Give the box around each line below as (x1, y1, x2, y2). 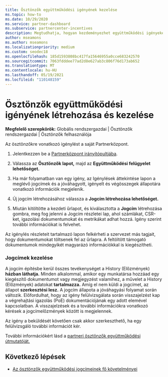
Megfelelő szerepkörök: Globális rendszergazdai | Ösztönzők (5, 126, 133, 132)
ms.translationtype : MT (5, 63, 55, 68)
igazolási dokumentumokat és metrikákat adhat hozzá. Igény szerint (21, 216, 161, 222)
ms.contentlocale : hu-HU (5, 68, 57, 73)
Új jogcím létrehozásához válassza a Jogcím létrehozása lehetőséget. (12, 196, 159, 202)
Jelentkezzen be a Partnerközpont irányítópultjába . (12, 151, 118, 157)
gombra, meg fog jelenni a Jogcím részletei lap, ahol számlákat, (12, 211, 144, 217)
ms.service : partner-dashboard (5, 21, 70, 27)
